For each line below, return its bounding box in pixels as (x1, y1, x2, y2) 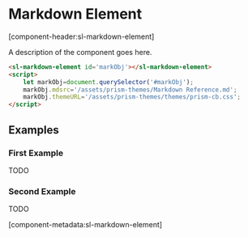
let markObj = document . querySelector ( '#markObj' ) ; (23, 78, 195, 86)
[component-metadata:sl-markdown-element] (8, 220, 163, 230)
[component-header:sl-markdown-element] (8, 32, 155, 41)
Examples (8, 123, 59, 137)
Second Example (8, 185, 76, 197)
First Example (8, 147, 64, 159)
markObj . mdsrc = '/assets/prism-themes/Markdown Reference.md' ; (23, 86, 237, 94)
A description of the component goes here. (8, 47, 152, 57)
